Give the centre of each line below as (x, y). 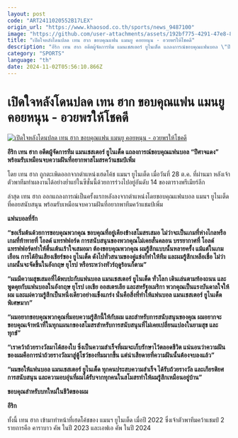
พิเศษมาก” (20, 302)
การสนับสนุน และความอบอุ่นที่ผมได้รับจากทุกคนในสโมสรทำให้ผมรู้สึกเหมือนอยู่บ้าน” (105, 377)
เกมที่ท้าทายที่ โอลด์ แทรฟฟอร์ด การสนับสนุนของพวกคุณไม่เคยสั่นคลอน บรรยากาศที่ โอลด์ (111, 240)
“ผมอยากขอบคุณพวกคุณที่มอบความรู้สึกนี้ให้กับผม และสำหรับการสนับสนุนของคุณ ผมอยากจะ (114, 317)
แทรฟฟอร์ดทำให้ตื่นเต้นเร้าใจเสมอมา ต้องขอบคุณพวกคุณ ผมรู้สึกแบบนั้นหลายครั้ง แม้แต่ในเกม (116, 248)
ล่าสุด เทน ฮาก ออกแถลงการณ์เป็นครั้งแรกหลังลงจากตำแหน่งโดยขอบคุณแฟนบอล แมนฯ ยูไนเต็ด (118, 196)
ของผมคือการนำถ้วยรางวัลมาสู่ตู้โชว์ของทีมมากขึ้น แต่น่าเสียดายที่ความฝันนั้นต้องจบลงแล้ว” (111, 355)
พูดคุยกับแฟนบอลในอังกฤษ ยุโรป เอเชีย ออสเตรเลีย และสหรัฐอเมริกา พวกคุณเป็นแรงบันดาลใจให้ (118, 286)
